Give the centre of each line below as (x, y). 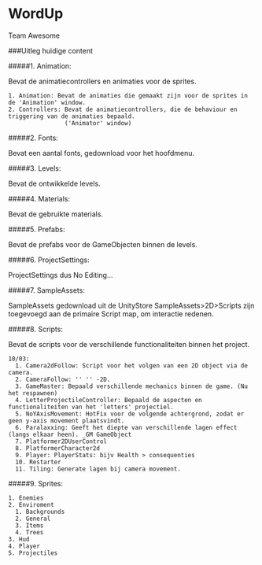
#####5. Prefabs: (37, 229)
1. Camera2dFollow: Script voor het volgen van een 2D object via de (131, 366)
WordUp (36, 14)
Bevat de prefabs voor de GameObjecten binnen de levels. (103, 244)
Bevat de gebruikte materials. (56, 214)
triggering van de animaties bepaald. (72, 116)
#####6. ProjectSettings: (49, 260)
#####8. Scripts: (35, 329)
